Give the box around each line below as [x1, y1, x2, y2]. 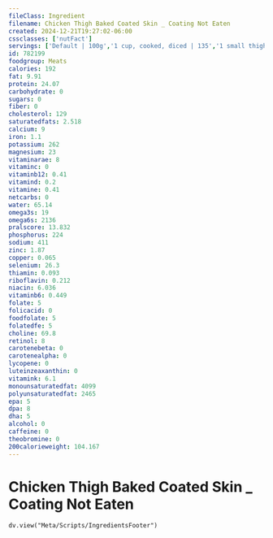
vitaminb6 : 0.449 [8, 292, 67, 300]
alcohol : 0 [8, 420, 45, 428]
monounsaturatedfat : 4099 [8, 382, 96, 390]
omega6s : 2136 [8, 216, 57, 224]
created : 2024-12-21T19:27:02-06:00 [8, 27, 132, 35]
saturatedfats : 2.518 [8, 118, 82, 126]
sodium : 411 [8, 239, 49, 247]
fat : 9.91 [8, 72, 42, 80]
